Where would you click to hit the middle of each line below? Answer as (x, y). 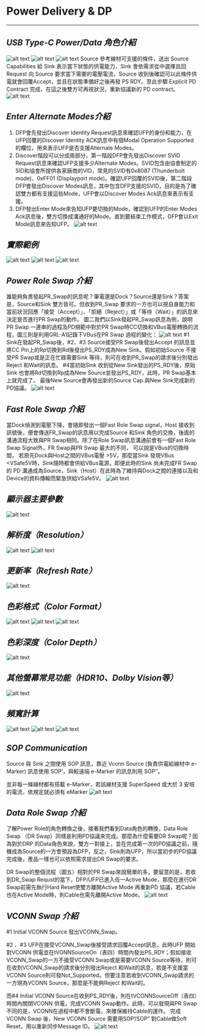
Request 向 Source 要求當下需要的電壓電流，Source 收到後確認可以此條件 (99, 74)
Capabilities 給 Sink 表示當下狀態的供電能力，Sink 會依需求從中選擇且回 (96, 66)
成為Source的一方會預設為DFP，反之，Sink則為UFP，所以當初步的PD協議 (104, 851)
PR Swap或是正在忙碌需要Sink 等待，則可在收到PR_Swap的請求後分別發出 (105, 357)
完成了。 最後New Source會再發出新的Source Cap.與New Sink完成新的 (106, 380)
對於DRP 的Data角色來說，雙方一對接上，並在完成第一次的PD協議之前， (102, 844)
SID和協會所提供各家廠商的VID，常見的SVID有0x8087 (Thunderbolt (100, 170)
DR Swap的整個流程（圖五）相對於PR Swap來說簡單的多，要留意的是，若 (99, 872)
